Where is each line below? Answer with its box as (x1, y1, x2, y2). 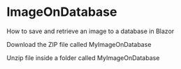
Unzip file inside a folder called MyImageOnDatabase (6, 53, 160, 62)
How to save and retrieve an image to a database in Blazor (6, 27, 175, 35)
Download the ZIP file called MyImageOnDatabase (6, 40, 152, 48)
